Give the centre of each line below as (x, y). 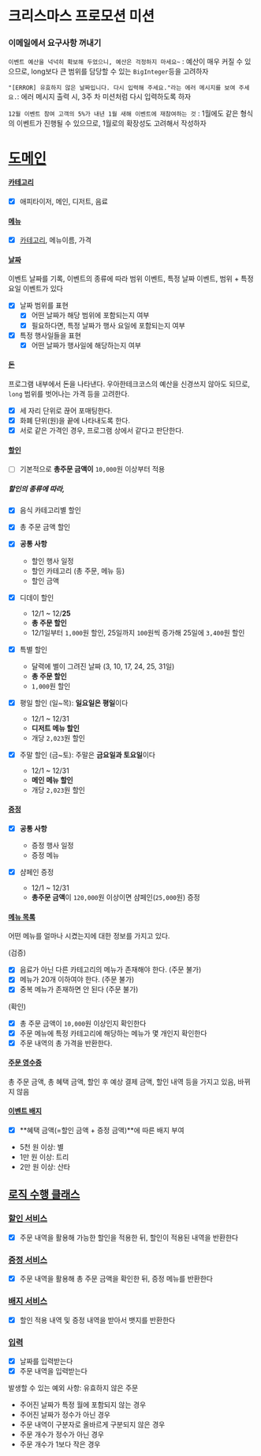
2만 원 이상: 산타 (45, 1167)
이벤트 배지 (25, 1111)
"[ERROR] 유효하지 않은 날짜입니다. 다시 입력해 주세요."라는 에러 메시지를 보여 (122, 88)
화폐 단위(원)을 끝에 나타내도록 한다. (75, 420)
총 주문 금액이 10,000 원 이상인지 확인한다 (83, 1023)
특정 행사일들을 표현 (50, 335)
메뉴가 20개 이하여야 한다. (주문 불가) (77, 980)
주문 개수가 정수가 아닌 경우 (62, 1435)
